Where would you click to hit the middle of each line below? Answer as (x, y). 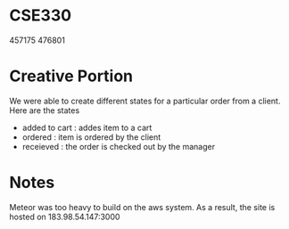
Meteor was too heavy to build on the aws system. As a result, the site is (142, 207)
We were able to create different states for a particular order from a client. (145, 101)
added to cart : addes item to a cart (87, 127)
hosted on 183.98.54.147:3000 (65, 217)
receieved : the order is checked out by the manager (119, 146)
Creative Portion (71, 76)
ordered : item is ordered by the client (91, 137)
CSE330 (41, 16)
